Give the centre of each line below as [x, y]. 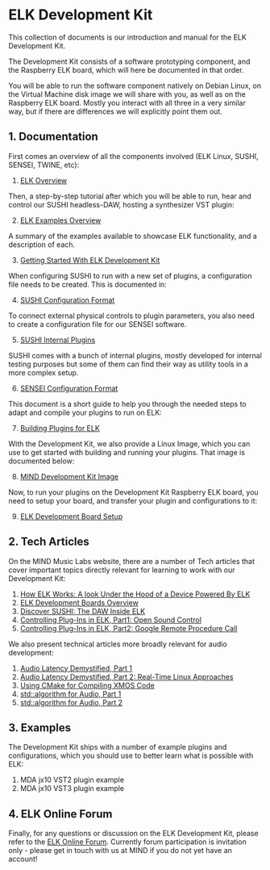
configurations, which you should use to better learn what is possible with [131, 755]
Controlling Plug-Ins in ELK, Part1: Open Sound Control [110, 620]
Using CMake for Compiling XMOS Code [87, 685]
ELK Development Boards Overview [79, 602]
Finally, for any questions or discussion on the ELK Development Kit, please [134, 834]
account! [23, 859]
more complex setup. [44, 372]
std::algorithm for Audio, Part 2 [71, 702]
